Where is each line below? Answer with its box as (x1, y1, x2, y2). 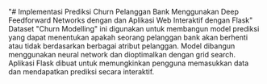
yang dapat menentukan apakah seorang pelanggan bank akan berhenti (8, 32, 248, 42)
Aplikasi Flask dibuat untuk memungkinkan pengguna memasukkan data (8, 58, 249, 68)
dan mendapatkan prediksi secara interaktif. (8, 67, 155, 76)
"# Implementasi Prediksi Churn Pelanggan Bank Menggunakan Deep (8, 7, 240, 16)
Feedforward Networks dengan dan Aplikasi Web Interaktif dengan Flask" (8, 15, 253, 25)
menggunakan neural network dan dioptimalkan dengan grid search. (8, 50, 236, 59)
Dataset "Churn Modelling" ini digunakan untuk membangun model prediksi (8, 24, 260, 33)
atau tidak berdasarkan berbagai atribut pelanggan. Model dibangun (8, 41, 236, 51)
